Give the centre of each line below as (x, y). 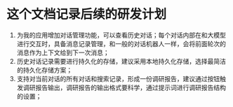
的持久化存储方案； (45, 70)
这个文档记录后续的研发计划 (87, 14)
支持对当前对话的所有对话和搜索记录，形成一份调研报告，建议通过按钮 (118, 78)
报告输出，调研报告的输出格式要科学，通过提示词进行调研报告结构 (131, 87)
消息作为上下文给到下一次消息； (63, 52)
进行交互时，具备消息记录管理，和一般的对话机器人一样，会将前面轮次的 (121, 43)
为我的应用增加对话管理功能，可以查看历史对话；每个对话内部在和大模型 (121, 35)
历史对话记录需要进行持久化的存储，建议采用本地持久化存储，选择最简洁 (121, 61)
